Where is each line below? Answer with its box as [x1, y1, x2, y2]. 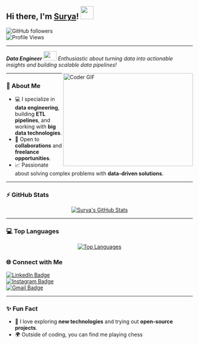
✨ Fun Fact [6, 304, 38, 312]
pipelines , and [14, 117, 50, 124]
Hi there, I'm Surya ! [6, 11, 79, 21]
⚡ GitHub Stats [6, 191, 49, 199]
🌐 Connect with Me [6, 258, 63, 266]
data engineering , [14, 104, 60, 111]
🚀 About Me [6, 82, 41, 90]
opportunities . [14, 155, 52, 162]
